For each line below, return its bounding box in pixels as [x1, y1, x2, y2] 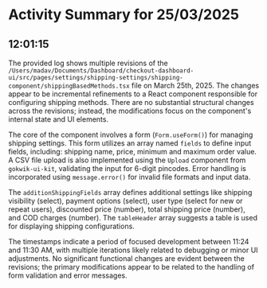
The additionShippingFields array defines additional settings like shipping [8, 188, 253, 197]
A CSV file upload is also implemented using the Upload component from [8, 155, 246, 165]
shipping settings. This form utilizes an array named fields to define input [8, 138, 252, 148]
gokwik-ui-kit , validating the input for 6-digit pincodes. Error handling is [8, 164, 247, 173]
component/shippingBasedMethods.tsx [8, 82, 130, 90]
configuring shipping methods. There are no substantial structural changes [8, 98, 254, 107]
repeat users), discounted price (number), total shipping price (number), [8, 204, 245, 214]
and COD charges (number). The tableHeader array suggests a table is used [8, 213, 257, 222]
